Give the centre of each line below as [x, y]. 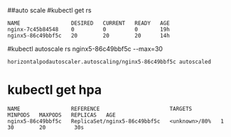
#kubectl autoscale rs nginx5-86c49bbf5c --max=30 [85, 49]
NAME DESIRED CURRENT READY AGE [89, 23]
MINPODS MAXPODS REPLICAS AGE [61, 115]
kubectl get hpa [54, 90]
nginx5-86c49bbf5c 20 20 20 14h [89, 35]
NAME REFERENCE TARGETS [100, 109]
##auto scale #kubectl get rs [49, 10]
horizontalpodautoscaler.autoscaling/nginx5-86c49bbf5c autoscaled [109, 62]
